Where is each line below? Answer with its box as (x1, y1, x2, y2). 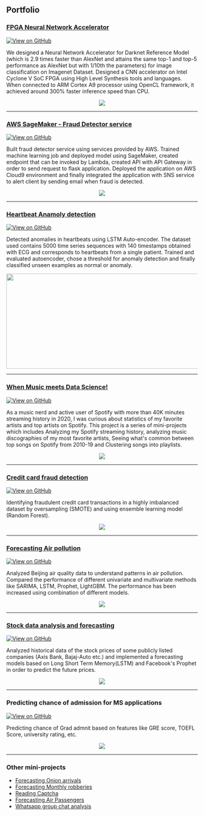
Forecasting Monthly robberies (15, 783, 92, 790)
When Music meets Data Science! (6, 383, 108, 391)
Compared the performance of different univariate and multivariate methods (6, 576, 197, 584)
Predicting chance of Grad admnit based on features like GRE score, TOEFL (6, 724, 195, 731)
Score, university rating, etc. (6, 730, 77, 738)
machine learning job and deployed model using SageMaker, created (6, 152, 178, 159)
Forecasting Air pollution (6, 544, 81, 553)
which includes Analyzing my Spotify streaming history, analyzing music (6, 428, 187, 435)
